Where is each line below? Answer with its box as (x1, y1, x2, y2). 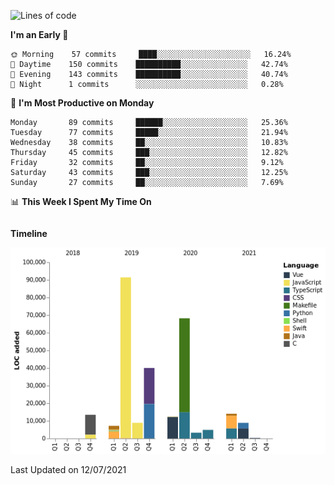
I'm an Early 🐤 (10, 29, 69, 40)
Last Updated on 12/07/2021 (10, 464, 127, 476)
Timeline (10, 228, 48, 239)
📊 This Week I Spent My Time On (10, 196, 152, 207)
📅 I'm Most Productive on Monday (10, 97, 155, 109)
